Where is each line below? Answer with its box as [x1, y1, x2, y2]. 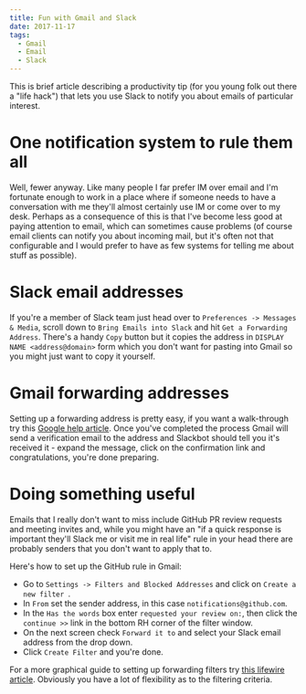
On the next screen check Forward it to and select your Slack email [22, 626, 281, 637]
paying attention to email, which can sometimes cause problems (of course [9, 220, 293, 231]
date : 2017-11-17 [9, 22, 76, 31]
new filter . [22, 588, 71, 599]
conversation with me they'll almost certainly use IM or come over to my [9, 201, 281, 212]
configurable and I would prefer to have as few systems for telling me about [9, 239, 294, 251]
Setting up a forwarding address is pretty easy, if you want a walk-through [9, 413, 290, 424]
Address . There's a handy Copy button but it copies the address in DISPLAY [9, 331, 285, 342]
